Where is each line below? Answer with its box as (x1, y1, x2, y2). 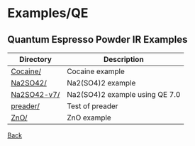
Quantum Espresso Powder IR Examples (7, 33, 188, 46)
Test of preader (67, 101, 118, 111)
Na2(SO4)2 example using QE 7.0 (67, 90, 181, 99)
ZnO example (67, 113, 111, 122)
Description (103, 55, 144, 64)
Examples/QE (7, 5, 89, 21)
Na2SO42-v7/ (11, 90, 60, 99)
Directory (18, 55, 52, 64)
